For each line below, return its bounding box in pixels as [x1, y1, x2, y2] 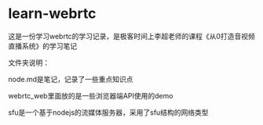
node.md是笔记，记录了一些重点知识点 [8, 74, 133, 84]
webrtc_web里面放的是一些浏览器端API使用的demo [8, 91, 174, 100]
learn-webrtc [8, 5, 97, 23]
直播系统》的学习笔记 [8, 41, 77, 51]
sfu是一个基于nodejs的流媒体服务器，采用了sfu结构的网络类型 [8, 107, 209, 117]
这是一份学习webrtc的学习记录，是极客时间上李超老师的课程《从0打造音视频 [8, 31, 255, 41]
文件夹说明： [8, 58, 49, 67]
